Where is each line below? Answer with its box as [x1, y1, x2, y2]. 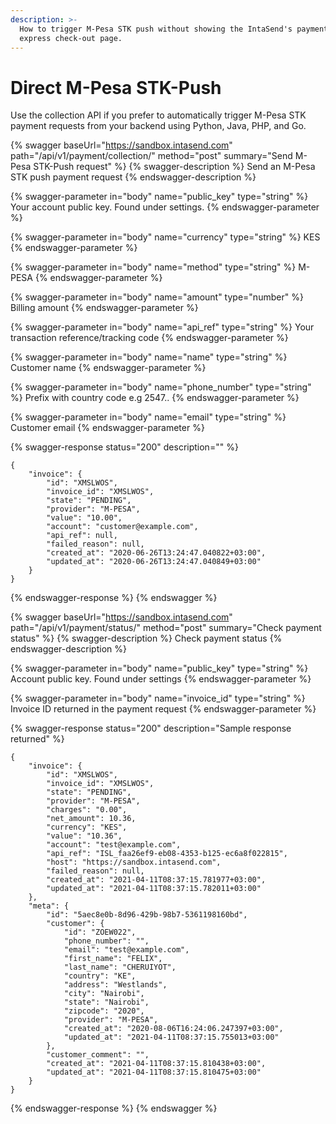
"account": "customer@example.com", [46, 522, 199, 532]
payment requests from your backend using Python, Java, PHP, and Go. [10, 120, 307, 132]
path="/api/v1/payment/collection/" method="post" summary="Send [10, 150, 293, 162]
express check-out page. [19, 33, 123, 43]
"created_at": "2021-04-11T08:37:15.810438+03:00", [46, 1059, 267, 1069]
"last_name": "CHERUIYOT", [63, 962, 177, 973]
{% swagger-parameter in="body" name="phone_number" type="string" [10, 381, 312, 393]
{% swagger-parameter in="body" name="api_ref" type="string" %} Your [10, 321, 315, 333]
